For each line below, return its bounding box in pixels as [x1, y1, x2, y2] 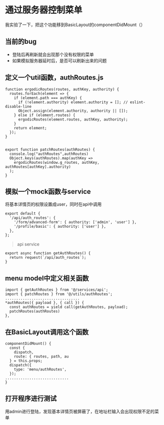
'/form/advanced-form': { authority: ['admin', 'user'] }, [14, 220, 137, 225]
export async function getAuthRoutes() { [5, 251, 91, 256]
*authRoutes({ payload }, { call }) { [5, 301, 84, 305]
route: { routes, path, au [14, 354, 69, 359]
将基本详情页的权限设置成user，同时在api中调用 [5, 201, 102, 207]
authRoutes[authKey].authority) [5, 164, 71, 169]
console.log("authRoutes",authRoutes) [9, 151, 89, 156]
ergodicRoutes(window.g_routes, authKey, [14, 160, 99, 165]
